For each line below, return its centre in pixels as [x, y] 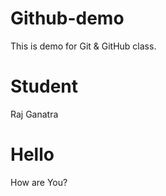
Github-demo [67, 18]
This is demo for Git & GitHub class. [83, 46]
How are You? [39, 182]
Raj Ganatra [34, 114]
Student [44, 86]
